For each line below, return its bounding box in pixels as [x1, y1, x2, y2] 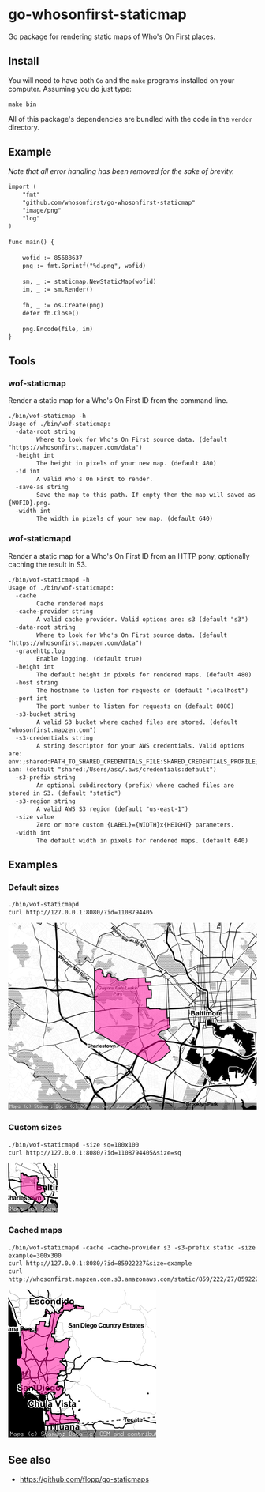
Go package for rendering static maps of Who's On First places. [8, 32, 216, 41]
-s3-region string [15, 797, 77, 805]
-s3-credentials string [15, 733, 93, 742]
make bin [8, 100, 37, 108]
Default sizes [8, 881, 60, 892]
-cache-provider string [15, 607, 93, 616]
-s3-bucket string [15, 710, 77, 718]
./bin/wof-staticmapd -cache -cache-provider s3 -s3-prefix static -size [8, 1243, 256, 1252]
